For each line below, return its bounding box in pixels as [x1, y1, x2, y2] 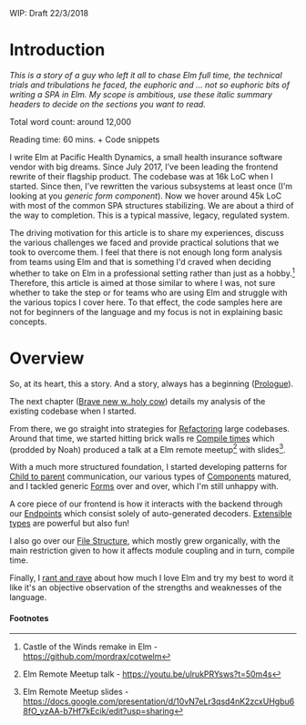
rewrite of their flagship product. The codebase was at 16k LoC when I [9, 170, 273, 181]
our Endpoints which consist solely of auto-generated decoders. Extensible [9, 508, 292, 519]
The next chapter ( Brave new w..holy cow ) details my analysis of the [9, 395, 266, 406]
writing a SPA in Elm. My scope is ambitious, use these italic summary [9, 88, 273, 99]
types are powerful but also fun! [9, 518, 130, 529]
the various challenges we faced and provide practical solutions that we [9, 237, 280, 248]
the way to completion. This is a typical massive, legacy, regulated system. [9, 209, 290, 220]
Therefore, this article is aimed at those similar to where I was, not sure [9, 277, 276, 288]
